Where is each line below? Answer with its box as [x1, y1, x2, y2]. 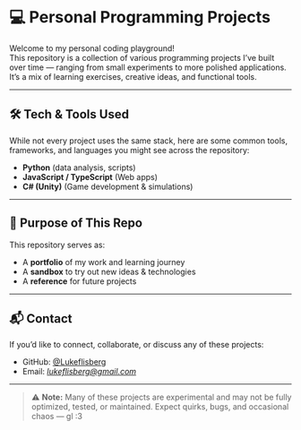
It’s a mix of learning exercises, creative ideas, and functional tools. [9, 71, 257, 82]
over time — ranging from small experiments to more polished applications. [9, 62, 287, 73]
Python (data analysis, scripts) [21, 162, 136, 173]
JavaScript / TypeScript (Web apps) [21, 171, 159, 182]
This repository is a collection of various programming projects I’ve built [9, 52, 275, 63]
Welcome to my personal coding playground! [9, 42, 175, 54]
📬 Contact [9, 311, 73, 326]
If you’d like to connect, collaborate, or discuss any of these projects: [9, 340, 264, 350]
